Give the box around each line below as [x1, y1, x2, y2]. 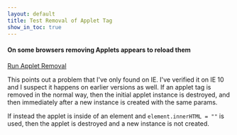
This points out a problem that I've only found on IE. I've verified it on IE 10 [7, 75, 225, 84]
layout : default [7, 10, 55, 18]
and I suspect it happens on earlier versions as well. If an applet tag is [7, 82, 211, 91]
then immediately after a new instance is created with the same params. [7, 97, 218, 107]
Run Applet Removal [7, 61, 67, 70]
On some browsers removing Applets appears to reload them [7, 45, 192, 54]
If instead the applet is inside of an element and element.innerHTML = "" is [7, 112, 225, 120]
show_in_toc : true [7, 23, 62, 31]
